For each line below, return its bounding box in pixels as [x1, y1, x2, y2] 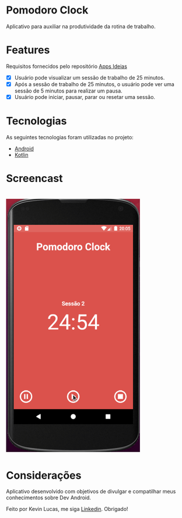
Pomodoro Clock [6, 4, 89, 17]
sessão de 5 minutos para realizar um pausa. [14, 87, 123, 94]
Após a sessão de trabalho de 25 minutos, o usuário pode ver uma [14, 80, 175, 88]
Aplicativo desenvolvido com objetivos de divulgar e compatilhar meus [6, 488, 176, 495]
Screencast [6, 172, 63, 185]
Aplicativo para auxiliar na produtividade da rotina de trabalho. [6, 23, 156, 30]
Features [6, 43, 50, 57]
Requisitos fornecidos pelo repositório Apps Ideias [6, 63, 127, 70]
